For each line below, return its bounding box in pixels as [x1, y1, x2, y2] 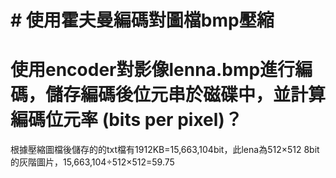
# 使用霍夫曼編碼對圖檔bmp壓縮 [10, 9, 275, 32]
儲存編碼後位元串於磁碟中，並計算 [45, 84, 327, 106]
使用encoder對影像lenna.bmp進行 [10, 59, 296, 81]
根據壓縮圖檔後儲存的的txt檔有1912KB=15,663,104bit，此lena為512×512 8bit [10, 144, 320, 156]
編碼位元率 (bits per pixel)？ [10, 109, 243, 131]
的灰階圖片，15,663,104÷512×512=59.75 [10, 156, 175, 168]
